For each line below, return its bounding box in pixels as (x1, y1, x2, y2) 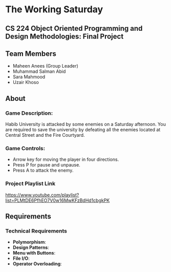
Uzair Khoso (12, 79, 39, 86)
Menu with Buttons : (12, 250, 55, 256)
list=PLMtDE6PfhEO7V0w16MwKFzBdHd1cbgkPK (5, 197, 110, 203)
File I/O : (12, 255, 30, 262)
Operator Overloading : (12, 261, 62, 267)
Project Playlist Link (5, 180, 55, 187)
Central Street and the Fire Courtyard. (5, 132, 85, 138)
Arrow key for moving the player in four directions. (12, 156, 119, 162)
